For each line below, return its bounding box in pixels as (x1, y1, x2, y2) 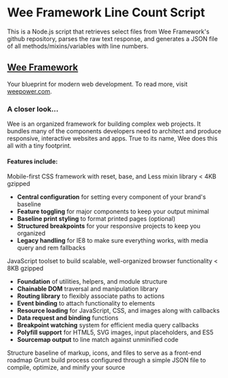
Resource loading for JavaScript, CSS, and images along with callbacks (16, 306, 220, 315)
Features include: (7, 157, 58, 165)
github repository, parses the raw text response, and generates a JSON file (7, 34, 218, 42)
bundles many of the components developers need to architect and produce (7, 127, 222, 135)
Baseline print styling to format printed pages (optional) (16, 215, 176, 223)
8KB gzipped (7, 265, 44, 273)
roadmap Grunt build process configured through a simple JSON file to (7, 356, 206, 364)
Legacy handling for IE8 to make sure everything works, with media (16, 237, 208, 245)
